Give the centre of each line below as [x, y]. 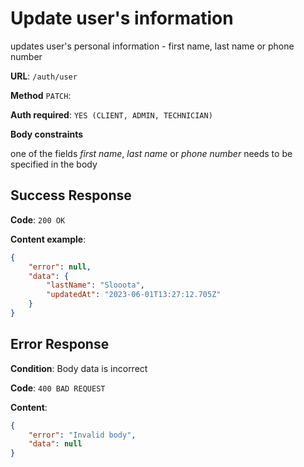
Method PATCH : [41, 95]
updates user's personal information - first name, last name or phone [152, 46]
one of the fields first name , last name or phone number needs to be [151, 153]
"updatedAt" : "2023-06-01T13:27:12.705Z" [134, 295]
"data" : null [55, 444]
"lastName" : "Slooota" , [95, 285]
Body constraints [47, 134]
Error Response [60, 344]
